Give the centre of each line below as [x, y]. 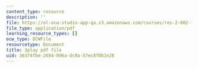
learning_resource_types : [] [42, 34]
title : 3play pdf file [34, 50]
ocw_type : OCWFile [29, 39]
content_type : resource [35, 12]
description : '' [26, 17]
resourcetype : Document [35, 45]
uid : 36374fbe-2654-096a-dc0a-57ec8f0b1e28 [60, 56]
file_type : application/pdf [41, 28]
